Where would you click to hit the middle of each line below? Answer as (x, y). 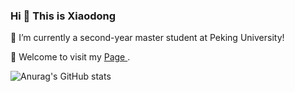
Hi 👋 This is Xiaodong (63, 16)
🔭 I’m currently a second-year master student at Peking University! (147, 38)
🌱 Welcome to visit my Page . (70, 57)
